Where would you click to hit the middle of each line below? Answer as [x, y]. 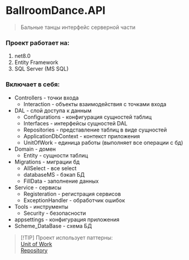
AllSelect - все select [50, 168]
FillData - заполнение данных [61, 181]
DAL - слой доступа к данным [53, 110]
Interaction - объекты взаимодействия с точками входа [95, 104]
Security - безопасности [55, 213]
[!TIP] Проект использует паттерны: [66, 237]
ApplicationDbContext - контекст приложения [82, 136]
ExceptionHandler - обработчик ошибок [74, 200]
